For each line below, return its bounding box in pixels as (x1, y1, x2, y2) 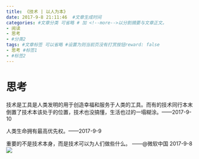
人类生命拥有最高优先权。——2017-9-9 (6, 127, 102, 134)
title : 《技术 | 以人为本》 (6, 8, 68, 15)
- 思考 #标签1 (6, 47, 37, 53)
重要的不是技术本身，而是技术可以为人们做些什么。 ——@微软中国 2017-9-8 (6, 140, 192, 147)
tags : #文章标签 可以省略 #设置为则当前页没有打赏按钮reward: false (6, 42, 160, 48)
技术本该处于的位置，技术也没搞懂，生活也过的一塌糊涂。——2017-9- (21, 108, 192, 116)
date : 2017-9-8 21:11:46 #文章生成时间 (6, 14, 102, 20)
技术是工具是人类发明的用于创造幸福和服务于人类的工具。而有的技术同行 (6, 101, 182, 108)
